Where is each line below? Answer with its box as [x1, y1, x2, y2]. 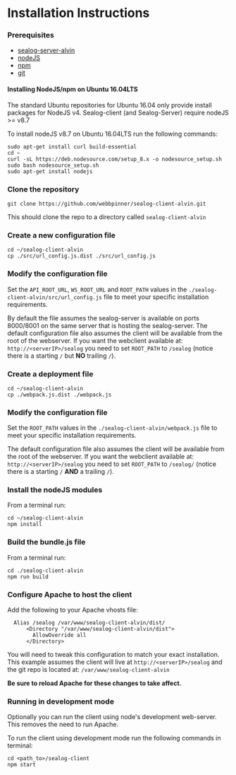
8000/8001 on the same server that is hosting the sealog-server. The [7, 321, 208, 330]
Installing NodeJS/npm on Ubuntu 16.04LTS [7, 85, 139, 93]
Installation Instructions [7, 5, 150, 21]
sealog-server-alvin [17, 46, 75, 54]
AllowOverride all [32, 631, 87, 639]
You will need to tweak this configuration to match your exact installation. [7, 651, 220, 659]
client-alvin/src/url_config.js [7, 293, 102, 301]
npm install [7, 521, 42, 528]
